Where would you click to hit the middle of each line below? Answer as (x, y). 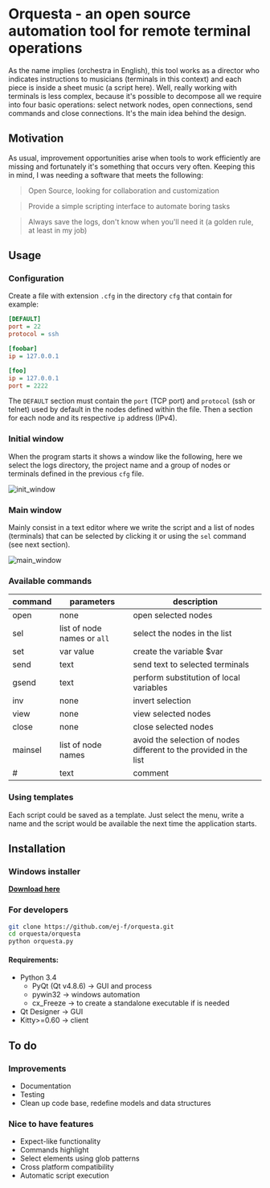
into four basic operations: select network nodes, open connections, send (131, 105)
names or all (84, 639)
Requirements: (33, 960)
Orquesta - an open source (100, 14)
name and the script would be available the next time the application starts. (133, 823)
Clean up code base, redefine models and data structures (115, 1104)
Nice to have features (51, 1124)
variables (150, 688)
